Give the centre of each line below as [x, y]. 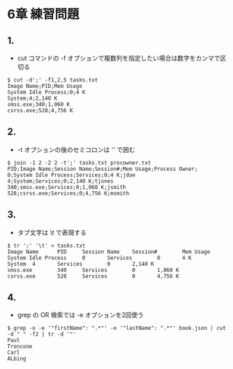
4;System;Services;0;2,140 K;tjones [60, 181]
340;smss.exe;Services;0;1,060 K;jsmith [67, 187]
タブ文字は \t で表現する [52, 232]
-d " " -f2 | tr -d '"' [42, 334]
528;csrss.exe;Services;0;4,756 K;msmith [68, 193]
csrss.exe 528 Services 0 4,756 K [93, 276]
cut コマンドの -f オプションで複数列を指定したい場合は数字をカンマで [119, 58]
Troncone [20, 347]
